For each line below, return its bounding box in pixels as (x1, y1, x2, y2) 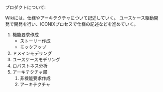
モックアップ (19, 44, 46, 50)
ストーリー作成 (19, 38, 51, 44)
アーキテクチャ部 (12, 69, 47, 75)
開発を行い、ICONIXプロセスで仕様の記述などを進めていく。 (13, 21, 139, 27)
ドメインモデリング (12, 50, 52, 56)
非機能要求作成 (19, 75, 51, 81)
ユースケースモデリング (12, 57, 61, 62)
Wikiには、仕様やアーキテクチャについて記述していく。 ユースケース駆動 (5, 15, 154, 21)
